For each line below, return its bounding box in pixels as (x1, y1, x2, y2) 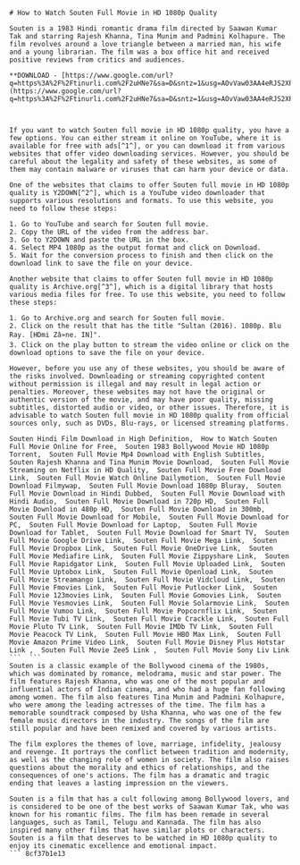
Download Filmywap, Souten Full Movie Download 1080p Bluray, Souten (9, 481, 281, 490)
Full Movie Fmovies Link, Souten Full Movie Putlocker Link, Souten (9, 583, 278, 592)
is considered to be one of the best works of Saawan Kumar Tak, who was (9, 802, 290, 811)
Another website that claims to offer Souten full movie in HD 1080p (9, 275, 274, 284)
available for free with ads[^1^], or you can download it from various (9, 141, 286, 150)
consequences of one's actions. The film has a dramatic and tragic (9, 771, 270, 780)
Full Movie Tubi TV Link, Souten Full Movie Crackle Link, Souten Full (9, 615, 290, 623)
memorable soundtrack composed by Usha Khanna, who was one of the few (9, 708, 281, 717)
